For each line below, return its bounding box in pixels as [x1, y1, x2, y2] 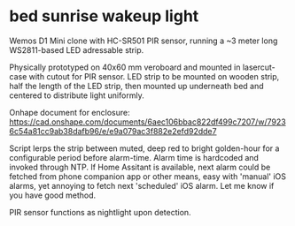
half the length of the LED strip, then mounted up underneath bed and [9, 80, 264, 91]
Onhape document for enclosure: [9, 107, 130, 117]
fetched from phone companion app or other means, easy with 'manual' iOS [9, 170, 286, 182]
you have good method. [9, 190, 97, 200]
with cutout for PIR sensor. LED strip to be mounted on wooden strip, [28, 71, 280, 81]
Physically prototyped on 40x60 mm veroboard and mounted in [9, 62, 241, 72]
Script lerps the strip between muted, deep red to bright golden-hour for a [9, 143, 280, 154]
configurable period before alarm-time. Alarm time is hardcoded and [9, 152, 260, 162]
